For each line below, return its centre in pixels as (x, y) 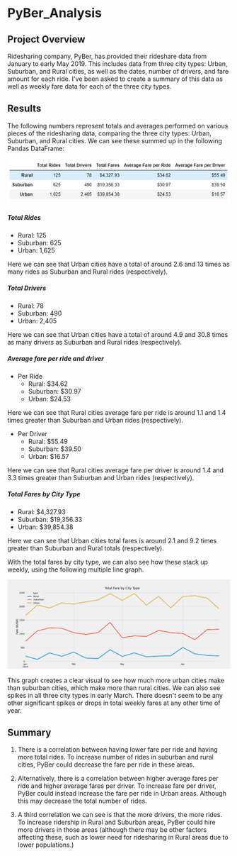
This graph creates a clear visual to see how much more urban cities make (116, 680)
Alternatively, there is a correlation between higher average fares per (118, 779)
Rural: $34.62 (48, 384)
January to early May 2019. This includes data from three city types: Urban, (117, 64)
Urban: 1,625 (36, 250)
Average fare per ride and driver (56, 358)
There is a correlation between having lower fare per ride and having (117, 750)
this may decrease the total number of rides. (82, 801)
